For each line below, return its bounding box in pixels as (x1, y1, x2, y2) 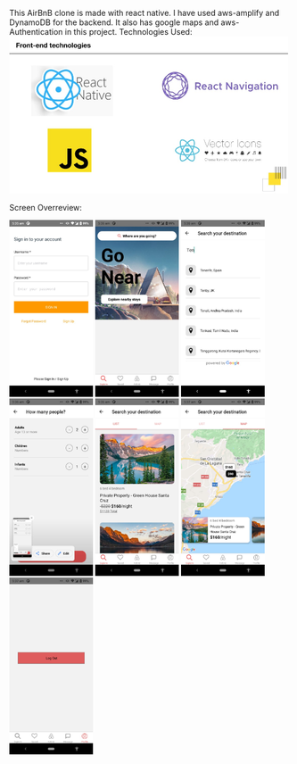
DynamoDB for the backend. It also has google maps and (9, 17, 219, 28)
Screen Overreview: (9, 202, 83, 212)
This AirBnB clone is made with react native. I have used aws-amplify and (9, 8, 280, 18)
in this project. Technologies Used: (64, 27, 193, 37)
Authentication (9, 27, 63, 37)
